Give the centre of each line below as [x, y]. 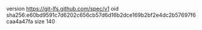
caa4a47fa [20, 21]
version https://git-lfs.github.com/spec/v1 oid [63, 9]
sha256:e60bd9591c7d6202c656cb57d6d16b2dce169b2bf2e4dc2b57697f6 [101, 15]
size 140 [45, 21]
